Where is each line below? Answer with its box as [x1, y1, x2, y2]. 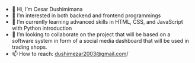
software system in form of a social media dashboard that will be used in [11, 37, 190, 44]
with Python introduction [11, 24, 72, 31]
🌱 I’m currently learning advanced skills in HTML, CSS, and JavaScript [11, 18, 184, 25]
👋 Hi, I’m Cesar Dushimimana [11, 6, 83, 12]
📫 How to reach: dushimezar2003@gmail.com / [11, 51, 129, 57]
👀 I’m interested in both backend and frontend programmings [11, 12, 161, 19]
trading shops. [11, 43, 47, 51]
